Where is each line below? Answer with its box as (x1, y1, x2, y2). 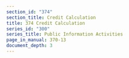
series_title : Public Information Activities (6, 31, 123, 37)
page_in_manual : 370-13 (6, 37, 67, 43)
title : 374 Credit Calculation (6, 20, 85, 26)
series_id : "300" (6, 25, 50, 32)
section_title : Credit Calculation (6, 14, 96, 21)
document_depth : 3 (6, 43, 53, 49)
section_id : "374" (6, 8, 53, 15)
